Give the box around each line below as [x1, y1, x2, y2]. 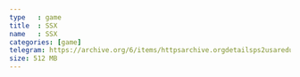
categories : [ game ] [9, 37, 82, 47]
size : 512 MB [9, 54, 58, 63]
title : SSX [9, 21, 58, 30]
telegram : [9, 46, 46, 55]
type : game [9, 12, 62, 22]
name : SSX [9, 29, 58, 38]
